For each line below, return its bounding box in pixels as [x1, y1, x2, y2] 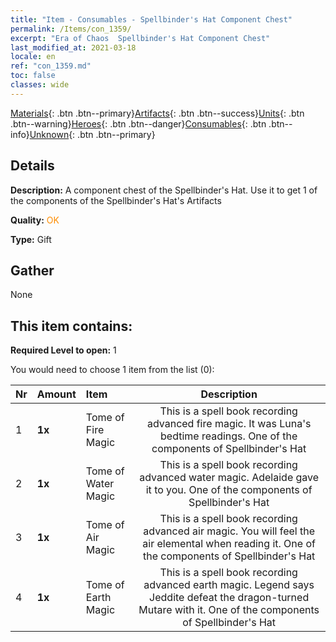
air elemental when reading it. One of [142, 537, 316, 551]
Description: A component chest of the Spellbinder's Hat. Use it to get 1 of [10, 184, 318, 196]
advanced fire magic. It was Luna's [146, 417, 312, 431]
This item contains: [10, 317, 133, 335]
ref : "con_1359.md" [10, 61, 92, 71]
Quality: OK [10, 214, 60, 226]
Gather [10, 262, 55, 279]
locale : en [10, 52, 56, 62]
